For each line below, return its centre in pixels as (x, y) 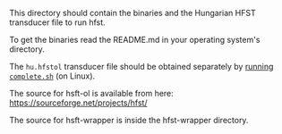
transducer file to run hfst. (57, 22)
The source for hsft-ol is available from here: (92, 93)
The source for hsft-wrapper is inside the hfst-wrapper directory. (129, 120)
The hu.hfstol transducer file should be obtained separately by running (141, 67)
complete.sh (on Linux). (52, 76)
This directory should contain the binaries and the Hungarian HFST (133, 13)
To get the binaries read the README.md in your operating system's (135, 40)
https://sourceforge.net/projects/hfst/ (78, 103)
